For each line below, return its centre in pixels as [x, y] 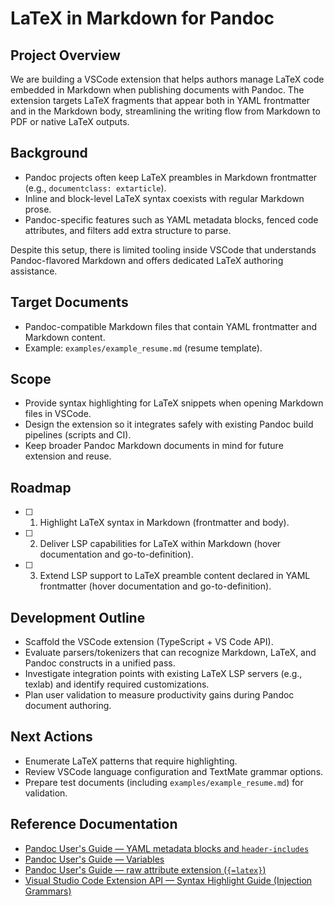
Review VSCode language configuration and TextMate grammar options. [174, 771]
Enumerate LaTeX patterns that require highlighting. [131, 761]
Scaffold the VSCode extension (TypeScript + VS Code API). [149, 642]
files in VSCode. [58, 414]
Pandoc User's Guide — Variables [94, 859]
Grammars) [48, 891]
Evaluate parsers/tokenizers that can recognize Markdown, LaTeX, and [170, 653]
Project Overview [65, 55]
